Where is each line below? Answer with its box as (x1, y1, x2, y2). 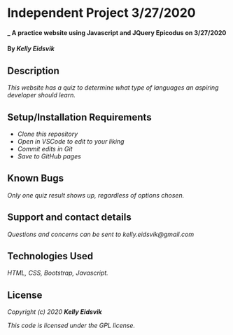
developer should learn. (7, 91, 76, 100)
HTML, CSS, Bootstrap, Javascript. (7, 268, 108, 278)
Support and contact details (7, 212, 132, 224)
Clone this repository (17, 130, 78, 138)
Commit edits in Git (17, 145, 73, 153)
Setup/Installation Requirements (7, 111, 152, 123)
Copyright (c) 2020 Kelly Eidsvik (7, 308, 103, 316)
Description (7, 64, 59, 76)
